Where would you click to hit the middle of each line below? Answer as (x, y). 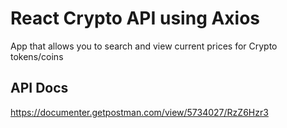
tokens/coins (37, 56)
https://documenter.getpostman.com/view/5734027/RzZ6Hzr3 (139, 112)
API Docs (39, 88)
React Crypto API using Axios (135, 18)
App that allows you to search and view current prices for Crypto (144, 46)
